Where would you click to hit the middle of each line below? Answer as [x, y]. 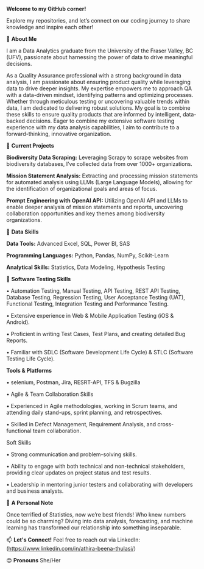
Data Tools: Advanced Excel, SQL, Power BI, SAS [68, 244]
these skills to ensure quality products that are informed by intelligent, [94, 114]
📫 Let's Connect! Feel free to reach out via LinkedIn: [73, 540]
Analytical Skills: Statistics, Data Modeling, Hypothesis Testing [86, 267]
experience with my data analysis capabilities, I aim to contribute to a [93, 127]
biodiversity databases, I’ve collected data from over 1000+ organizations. [100, 164]
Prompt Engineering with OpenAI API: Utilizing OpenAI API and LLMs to [97, 200]
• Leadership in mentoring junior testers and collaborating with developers [100, 485]
